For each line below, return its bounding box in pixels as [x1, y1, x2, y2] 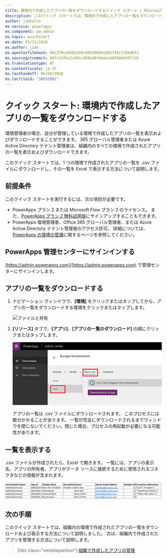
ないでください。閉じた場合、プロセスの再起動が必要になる [29, 423, 152, 429]
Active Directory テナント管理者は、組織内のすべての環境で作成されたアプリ [5, 142, 161, 148]
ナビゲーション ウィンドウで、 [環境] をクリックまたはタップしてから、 [12, 298, 158, 304]
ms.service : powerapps [5, 24, 52, 29]
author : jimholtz [5, 18, 41, 23]
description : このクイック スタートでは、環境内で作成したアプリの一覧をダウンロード [5, 13, 163, 18]
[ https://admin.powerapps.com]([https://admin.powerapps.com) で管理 [5, 262, 151, 268]
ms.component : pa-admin [5, 29, 55, 34]
